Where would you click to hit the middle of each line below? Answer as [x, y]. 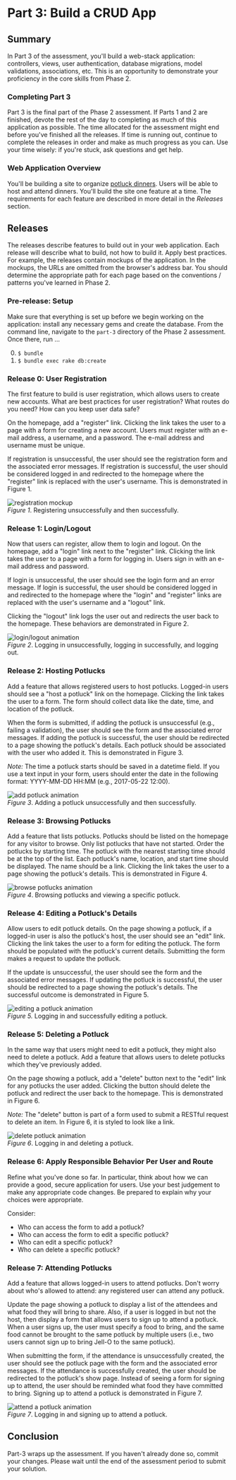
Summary [29, 39]
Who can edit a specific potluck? [65, 1242]
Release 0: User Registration [57, 378]
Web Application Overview [54, 168]
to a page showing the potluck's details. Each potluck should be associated [117, 745]
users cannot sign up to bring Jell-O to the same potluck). [91, 1342]
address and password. [55, 566]
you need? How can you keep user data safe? [74, 409]
